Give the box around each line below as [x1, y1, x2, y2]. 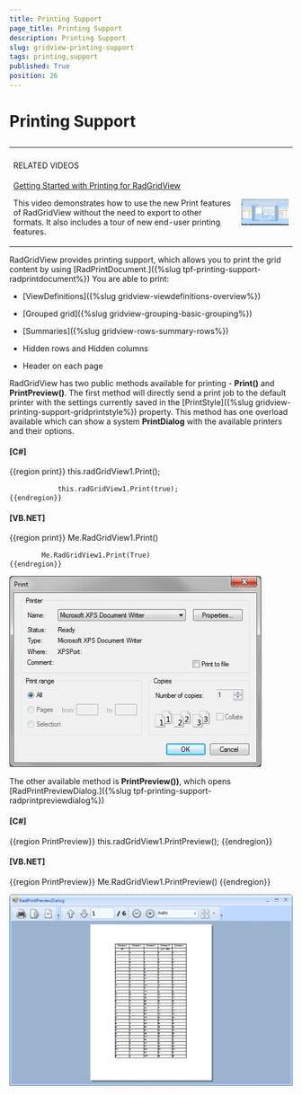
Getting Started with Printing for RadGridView [13, 181, 182, 191]
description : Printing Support [9, 33, 127, 42]
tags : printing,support [9, 52, 99, 62]
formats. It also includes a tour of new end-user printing [13, 216, 221, 228]
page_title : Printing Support [9, 23, 123, 33]
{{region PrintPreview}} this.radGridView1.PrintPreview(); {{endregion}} [9, 835, 273, 846]
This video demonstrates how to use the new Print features [13, 198, 232, 208]
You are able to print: [92, 273, 170, 284]
